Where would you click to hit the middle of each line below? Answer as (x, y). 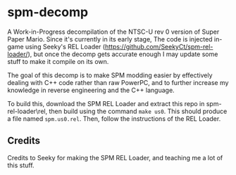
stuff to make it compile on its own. (58, 61)
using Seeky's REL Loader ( (65, 46)
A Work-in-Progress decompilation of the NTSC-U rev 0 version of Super (113, 32)
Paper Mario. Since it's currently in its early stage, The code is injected (110, 39)
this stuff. (21, 165)
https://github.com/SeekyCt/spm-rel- (159, 46)
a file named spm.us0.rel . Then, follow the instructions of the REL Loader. (114, 118)
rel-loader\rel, (27, 111)
